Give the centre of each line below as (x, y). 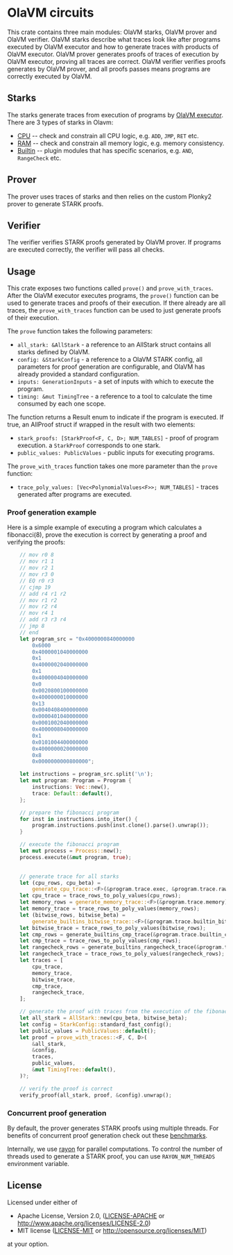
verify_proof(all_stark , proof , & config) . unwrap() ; (96, 1095)
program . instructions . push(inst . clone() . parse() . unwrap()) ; (121, 825)
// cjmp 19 (35, 587)
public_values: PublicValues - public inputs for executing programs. (116, 453)
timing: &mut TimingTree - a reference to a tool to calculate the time (115, 397)
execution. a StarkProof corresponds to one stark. (89, 445)
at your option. (28, 1244)
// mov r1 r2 (38, 600)
